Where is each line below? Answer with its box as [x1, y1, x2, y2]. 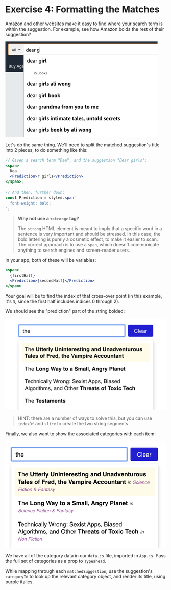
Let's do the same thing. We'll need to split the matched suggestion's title [5, 142, 160, 148]
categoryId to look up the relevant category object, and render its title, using [5, 574, 166, 580]
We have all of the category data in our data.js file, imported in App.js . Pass [5, 553, 166, 559]
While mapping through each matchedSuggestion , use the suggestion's [5, 568, 153, 574]
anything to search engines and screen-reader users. [17, 247, 130, 253]
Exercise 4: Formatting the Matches [5, 4, 160, 15]
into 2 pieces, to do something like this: [5, 147, 88, 153]
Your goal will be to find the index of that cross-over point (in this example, [5, 293, 162, 299]
